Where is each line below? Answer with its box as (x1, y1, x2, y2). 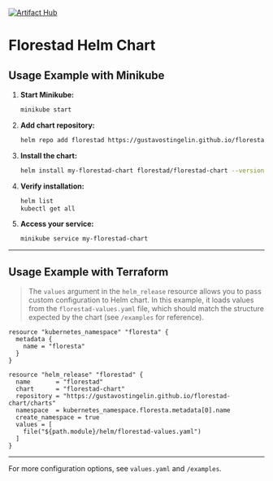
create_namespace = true (15, 414, 100, 422)
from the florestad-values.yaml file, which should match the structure (28, 304, 264, 314)
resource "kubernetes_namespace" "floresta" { (8, 328, 169, 336)
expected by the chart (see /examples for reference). (28, 313, 205, 323)
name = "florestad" (15, 378, 104, 386)
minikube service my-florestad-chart (19, 235, 149, 243)
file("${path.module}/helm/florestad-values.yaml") (23, 427, 201, 436)
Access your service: (19, 219, 94, 229)
